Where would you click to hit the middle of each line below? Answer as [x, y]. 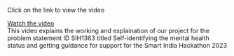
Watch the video [31, 23]
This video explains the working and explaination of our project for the [109, 31]
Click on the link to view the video [56, 10]
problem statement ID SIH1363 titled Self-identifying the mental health [108, 38]
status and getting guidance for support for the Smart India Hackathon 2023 [117, 45]
